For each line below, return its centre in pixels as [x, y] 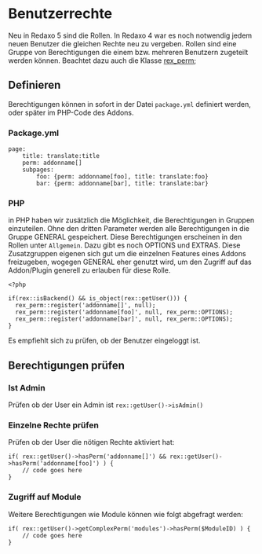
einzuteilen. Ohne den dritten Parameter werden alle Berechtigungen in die [129, 229]
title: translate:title [61, 156]
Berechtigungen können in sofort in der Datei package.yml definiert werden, [129, 104]
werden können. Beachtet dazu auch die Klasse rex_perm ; [102, 61]
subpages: [38, 170]
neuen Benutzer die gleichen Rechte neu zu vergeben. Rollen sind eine [122, 43]
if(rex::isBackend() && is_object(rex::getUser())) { [98, 299]
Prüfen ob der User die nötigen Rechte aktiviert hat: [91, 442]
